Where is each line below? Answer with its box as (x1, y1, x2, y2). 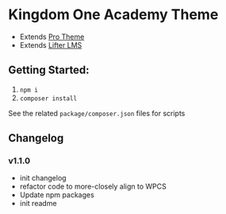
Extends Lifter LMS (19, 40, 82, 49)
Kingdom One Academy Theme (8, 6, 219, 24)
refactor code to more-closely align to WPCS (19, 181, 167, 192)
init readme (19, 199, 57, 208)
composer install (19, 94, 78, 103)
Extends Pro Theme (19, 32, 85, 41)
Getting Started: (8, 64, 90, 77)
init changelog (19, 173, 67, 183)
